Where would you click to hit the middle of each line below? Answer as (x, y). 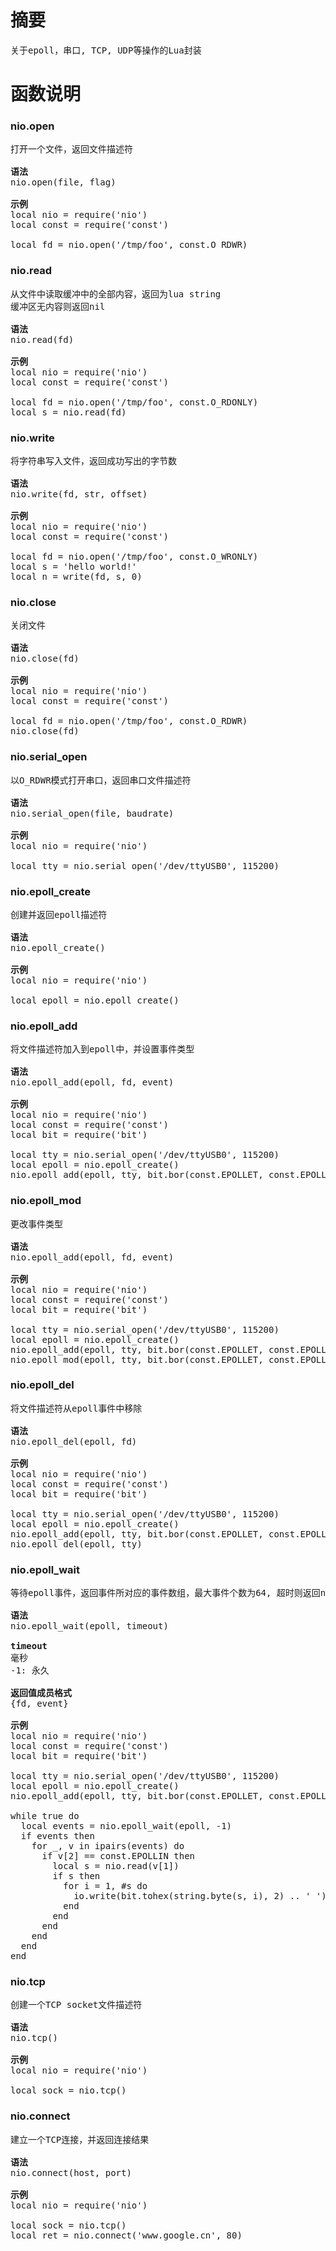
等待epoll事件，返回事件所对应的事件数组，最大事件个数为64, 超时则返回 (165, 1593)
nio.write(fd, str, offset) (79, 494)
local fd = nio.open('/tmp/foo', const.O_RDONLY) (134, 402)
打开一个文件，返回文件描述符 (71, 149)
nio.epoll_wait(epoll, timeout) (89, 1626)
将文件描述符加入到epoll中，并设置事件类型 (102, 1049)
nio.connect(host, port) (71, 2172)
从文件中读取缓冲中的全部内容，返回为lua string (116, 294)
